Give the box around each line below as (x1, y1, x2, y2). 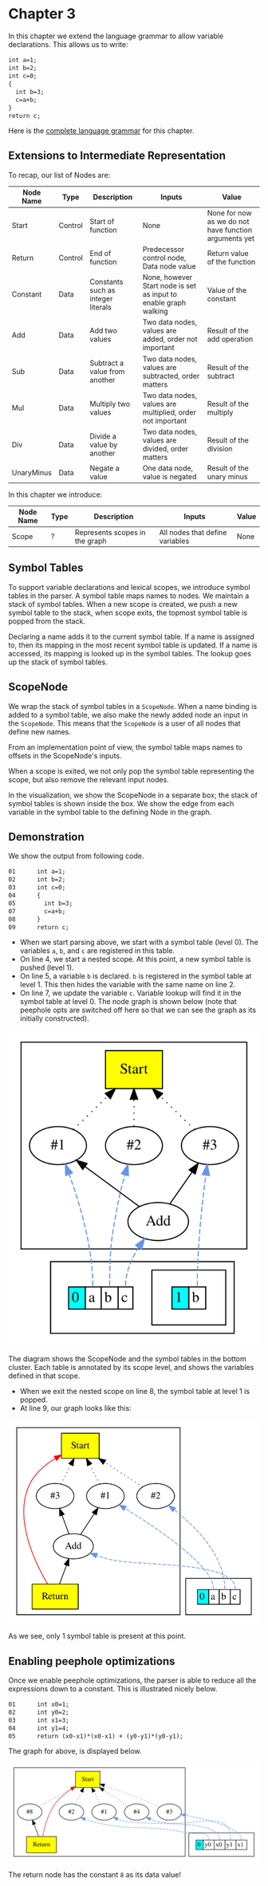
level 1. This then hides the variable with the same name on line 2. (19, 980, 236, 990)
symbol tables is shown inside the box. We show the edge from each (8, 798, 235, 808)
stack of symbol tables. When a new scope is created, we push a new (8, 599, 238, 608)
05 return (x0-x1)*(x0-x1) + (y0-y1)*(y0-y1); (8, 1732, 183, 1741)
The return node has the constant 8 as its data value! (8, 1870, 182, 1879)
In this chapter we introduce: (8, 490, 103, 499)
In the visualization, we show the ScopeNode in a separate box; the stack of (8, 790, 258, 800)
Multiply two (89, 399, 130, 408)
